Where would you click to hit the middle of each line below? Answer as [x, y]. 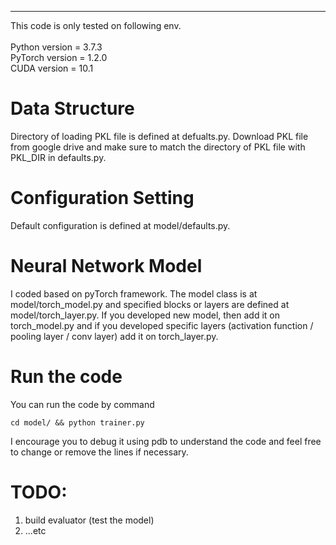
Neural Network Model [106, 266]
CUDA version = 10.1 [52, 68]
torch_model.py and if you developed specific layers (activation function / [162, 325]
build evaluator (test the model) [89, 520]
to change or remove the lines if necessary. [99, 452]
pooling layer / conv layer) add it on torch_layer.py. [114, 336]
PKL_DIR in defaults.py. [58, 157]
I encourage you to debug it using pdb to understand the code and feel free [166, 441]
